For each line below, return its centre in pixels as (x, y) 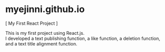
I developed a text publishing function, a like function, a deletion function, (83, 38)
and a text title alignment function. (42, 43)
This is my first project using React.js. (45, 33)
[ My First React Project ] (32, 23)
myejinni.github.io (45, 9)
